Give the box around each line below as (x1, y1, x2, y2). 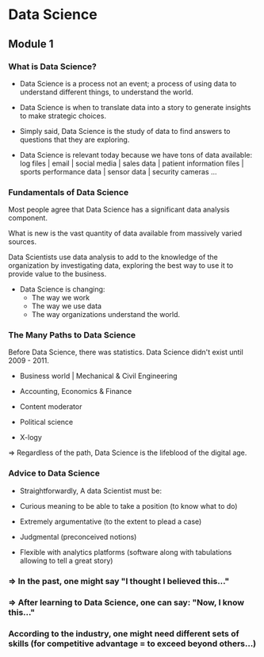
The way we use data (31, 301, 101, 311)
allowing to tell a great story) (19, 556, 113, 565)
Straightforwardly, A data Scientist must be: (19, 486, 163, 495)
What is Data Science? (8, 61, 97, 72)
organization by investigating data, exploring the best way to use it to (8, 261, 234, 270)
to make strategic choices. (19, 111, 107, 120)
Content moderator (19, 402, 82, 411)
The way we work (31, 293, 90, 303)
